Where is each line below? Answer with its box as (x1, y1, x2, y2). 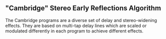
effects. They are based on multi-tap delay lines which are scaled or (5, 22, 147, 28)
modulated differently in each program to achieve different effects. (5, 27, 144, 34)
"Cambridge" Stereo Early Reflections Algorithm (5, 4, 161, 12)
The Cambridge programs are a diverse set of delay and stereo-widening (5, 17, 157, 23)
